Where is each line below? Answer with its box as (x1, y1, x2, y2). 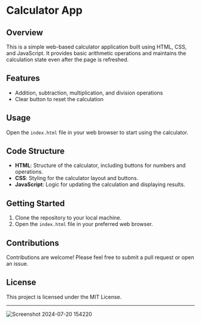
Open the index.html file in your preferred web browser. (14, 221, 154, 228)
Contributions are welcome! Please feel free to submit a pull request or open (6, 254, 194, 261)
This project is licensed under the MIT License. (6, 293, 122, 300)
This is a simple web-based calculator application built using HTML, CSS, (6, 43, 187, 50)
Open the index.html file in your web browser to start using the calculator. (6, 129, 188, 136)
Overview (6, 28, 44, 38)
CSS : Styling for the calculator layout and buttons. (14, 175, 139, 182)
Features (6, 73, 40, 84)
